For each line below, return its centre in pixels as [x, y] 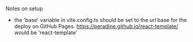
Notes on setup [24, 9]
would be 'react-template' [46, 33]
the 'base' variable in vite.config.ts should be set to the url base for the [100, 20]
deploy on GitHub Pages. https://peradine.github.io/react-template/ [96, 26]
